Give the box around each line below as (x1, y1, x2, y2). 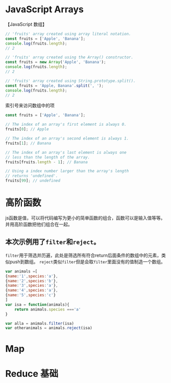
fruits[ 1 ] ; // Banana (5, 141, 52, 146)
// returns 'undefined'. (5, 173, 58, 178)
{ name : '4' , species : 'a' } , (5, 288, 58, 293)
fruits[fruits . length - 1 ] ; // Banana (5, 160, 88, 165)
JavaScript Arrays (5, 4, 84, 15)
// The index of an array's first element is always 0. (5, 122, 127, 127)
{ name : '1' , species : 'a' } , (5, 274, 58, 279)
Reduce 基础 (5, 368, 59, 379)
